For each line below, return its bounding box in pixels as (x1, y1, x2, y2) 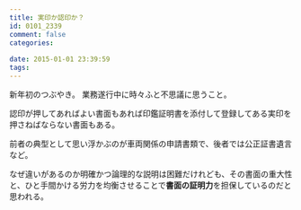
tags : (9, 64, 30, 73)
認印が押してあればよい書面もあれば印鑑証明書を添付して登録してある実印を (9, 108, 292, 118)
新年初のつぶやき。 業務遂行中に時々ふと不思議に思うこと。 (9, 89, 232, 100)
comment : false (9, 30, 66, 39)
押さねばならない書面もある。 (9, 118, 120, 130)
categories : (9, 38, 54, 48)
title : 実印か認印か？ (9, 13, 85, 22)
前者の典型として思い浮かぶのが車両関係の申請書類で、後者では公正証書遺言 (9, 138, 293, 149)
